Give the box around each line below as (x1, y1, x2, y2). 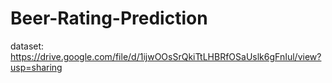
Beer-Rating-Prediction (10, 7, 208, 30)
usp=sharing (10, 61, 63, 73)
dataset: (10, 40, 45, 52)
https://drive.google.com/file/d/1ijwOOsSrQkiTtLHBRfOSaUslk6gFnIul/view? (10, 50, 322, 62)
